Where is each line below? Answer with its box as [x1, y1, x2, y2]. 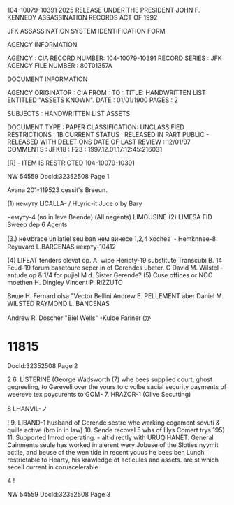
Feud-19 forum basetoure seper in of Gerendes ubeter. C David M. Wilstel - [7, 263, 224, 272]
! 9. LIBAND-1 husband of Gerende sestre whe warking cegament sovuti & [7, 418, 220, 427]
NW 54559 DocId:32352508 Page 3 [7, 490, 111, 498]
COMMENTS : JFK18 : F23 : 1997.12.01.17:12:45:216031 [7, 145, 163, 153]
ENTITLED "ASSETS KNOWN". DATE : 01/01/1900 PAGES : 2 [7, 96, 178, 104]
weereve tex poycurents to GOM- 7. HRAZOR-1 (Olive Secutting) [7, 390, 191, 398]
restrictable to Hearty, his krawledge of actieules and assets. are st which [7, 455, 219, 464]
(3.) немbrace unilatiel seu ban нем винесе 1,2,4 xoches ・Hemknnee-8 [7, 235, 217, 243]
